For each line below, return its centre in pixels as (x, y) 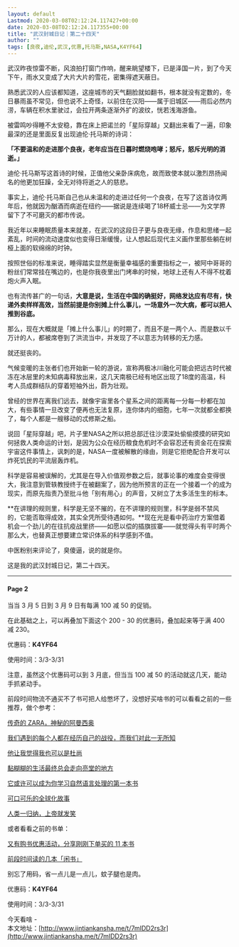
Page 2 (18, 588)
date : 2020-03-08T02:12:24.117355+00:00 (68, 27)
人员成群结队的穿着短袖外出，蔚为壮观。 (73, 386)
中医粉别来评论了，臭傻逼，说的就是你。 (67, 550)
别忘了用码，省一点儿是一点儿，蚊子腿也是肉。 (76, 874)
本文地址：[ (24, 929)
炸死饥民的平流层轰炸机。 (45, 460)
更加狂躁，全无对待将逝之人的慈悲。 (79, 182)
